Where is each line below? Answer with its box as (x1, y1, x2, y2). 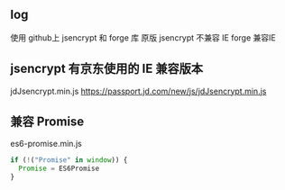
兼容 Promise (10, 114, 85, 130)
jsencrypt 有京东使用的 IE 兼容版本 (10, 61, 204, 77)
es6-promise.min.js (10, 139, 82, 149)
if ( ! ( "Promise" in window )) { (10, 156, 128, 165)
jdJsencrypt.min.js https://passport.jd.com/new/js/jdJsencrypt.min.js (10, 86, 267, 96)
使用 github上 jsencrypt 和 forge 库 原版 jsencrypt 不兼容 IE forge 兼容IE (10, 32, 276, 43)
